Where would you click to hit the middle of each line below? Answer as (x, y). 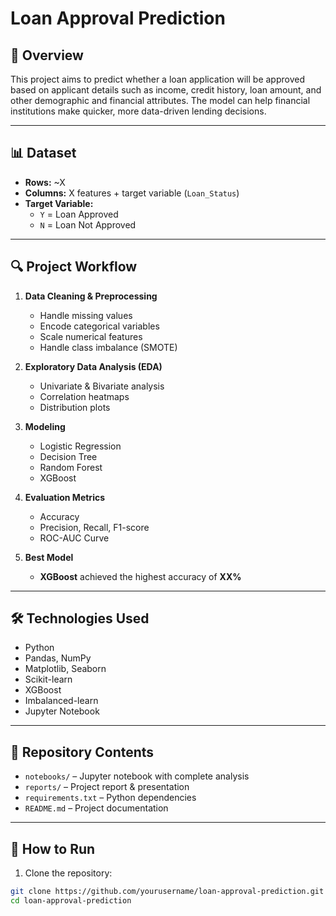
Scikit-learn (48, 679)
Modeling (45, 426)
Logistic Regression (80, 446)
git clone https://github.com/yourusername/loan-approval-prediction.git (167, 892)
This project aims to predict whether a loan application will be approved (157, 79)
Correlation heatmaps (84, 396)
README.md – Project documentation (96, 808)
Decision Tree (68, 456)
